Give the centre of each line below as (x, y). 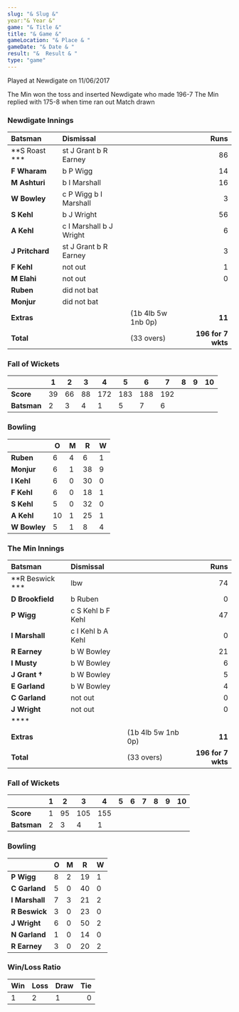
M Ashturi (28, 183)
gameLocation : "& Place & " (49, 41)
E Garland (28, 686)
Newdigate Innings (41, 120)
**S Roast (28, 151)
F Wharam (29, 171)
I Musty (24, 663)
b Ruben (85, 599)
